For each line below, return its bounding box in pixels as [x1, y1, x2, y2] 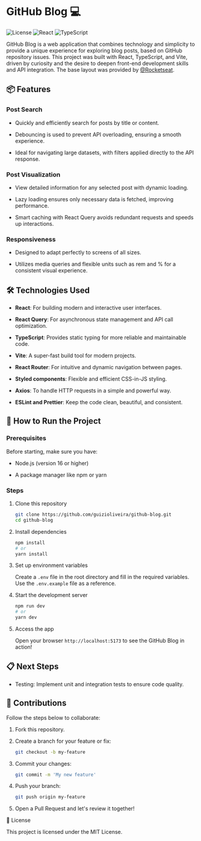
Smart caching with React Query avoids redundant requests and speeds [14, 213, 194, 220]
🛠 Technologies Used [6, 285, 90, 295]
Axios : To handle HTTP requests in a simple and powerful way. [14, 387, 172, 395]
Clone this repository [14, 500, 67, 507]
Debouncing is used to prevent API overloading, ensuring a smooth [14, 131, 182, 138]
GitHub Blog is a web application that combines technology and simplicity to [6, 40, 196, 48]
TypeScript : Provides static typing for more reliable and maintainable [14, 334, 187, 341]
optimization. [14, 322, 48, 330]
